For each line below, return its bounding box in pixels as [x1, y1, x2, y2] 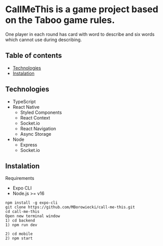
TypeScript [12, 98, 36, 105]
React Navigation [20, 126, 56, 132]
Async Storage [20, 131, 52, 137]
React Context [20, 114, 50, 120]
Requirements [5, 175, 35, 181]
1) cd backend [5, 218, 36, 223]
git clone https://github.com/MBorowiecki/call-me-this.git [5, 205, 136, 210]
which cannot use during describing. [5, 37, 82, 43]
